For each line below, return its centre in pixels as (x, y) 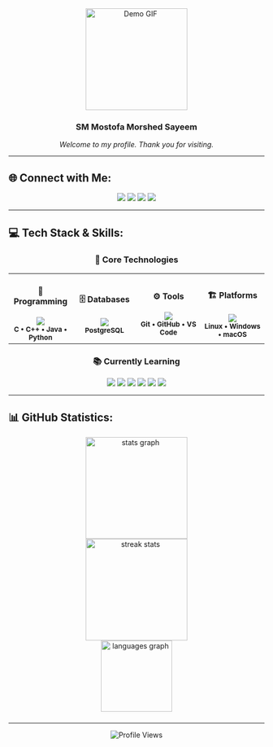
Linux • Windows (232, 326)
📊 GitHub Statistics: (61, 418)
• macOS (233, 334)
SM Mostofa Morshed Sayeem (136, 127)
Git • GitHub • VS (169, 324)
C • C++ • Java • (40, 330)
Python (40, 338)
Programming (40, 302)
